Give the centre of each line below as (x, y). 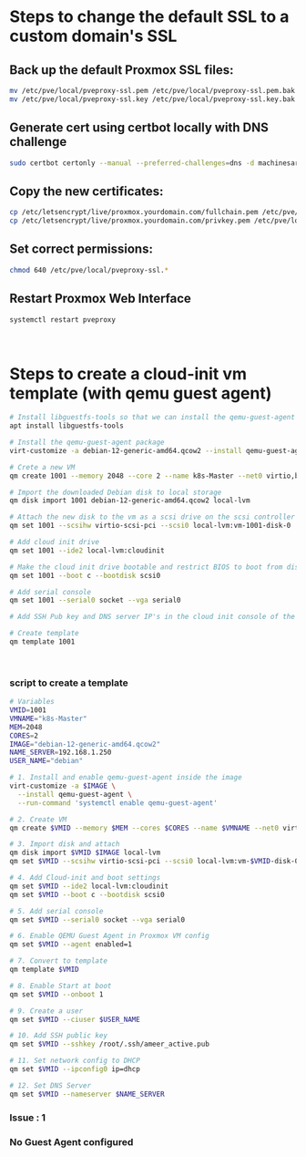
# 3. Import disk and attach (65, 844)
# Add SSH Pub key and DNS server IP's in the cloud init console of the (153, 617)
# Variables (32, 702)
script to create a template (69, 683)
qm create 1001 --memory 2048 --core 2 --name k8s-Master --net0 (136, 476)
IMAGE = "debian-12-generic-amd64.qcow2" (85, 744)
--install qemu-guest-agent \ (75, 794)
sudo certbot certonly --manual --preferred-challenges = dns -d (132, 163)
